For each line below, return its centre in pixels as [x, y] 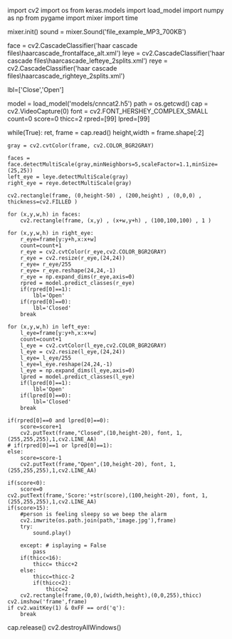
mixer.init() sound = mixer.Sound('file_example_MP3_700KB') [97, 32]
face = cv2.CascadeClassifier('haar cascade [73, 45]
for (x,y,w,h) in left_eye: [49, 327]
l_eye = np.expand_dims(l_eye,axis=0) [78, 371]
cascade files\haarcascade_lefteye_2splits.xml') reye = [88, 61]
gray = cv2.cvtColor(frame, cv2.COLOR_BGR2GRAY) [81, 146]
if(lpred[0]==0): [46, 396]
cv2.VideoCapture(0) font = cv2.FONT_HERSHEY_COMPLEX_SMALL [108, 111]
